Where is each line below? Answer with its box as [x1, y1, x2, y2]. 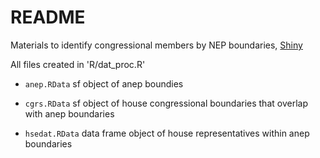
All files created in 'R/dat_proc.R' [10, 58, 146, 70]
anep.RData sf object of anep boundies [24, 77, 184, 90]
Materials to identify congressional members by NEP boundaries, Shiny [10, 39, 303, 51]
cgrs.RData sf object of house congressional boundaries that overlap [24, 97, 308, 109]
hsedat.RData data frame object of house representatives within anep [24, 127, 310, 139]
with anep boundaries [24, 107, 115, 120]
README [10, 6, 86, 29]
